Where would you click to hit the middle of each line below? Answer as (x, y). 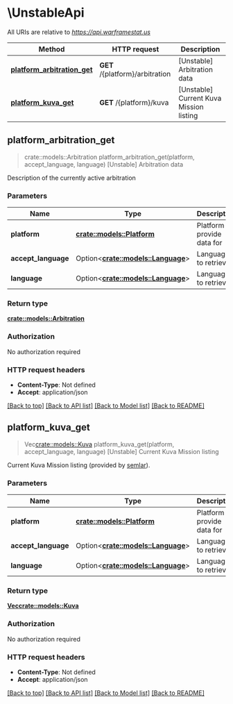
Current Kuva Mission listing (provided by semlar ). (79, 465)
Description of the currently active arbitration (72, 178)
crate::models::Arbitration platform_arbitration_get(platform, (110, 157)
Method (52, 49)
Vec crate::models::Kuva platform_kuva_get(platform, (99, 444)
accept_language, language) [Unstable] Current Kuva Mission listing (121, 451)
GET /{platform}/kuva (134, 102)
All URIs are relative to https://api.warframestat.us (79, 32)
